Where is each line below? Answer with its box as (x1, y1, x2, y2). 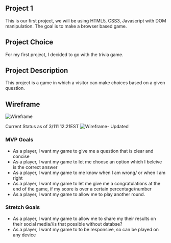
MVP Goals (5, 136, 34, 143)
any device (12, 232, 36, 238)
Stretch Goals (5, 204, 40, 211)
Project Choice (5, 38, 54, 46)
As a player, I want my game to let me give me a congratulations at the (12, 180, 161, 186)
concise (12, 153, 30, 159)
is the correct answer (12, 164, 58, 170)
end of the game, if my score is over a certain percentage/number (12, 186, 152, 192)
